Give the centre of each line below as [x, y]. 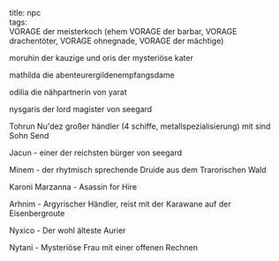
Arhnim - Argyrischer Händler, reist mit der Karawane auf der [120, 204]
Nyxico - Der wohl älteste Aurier [68, 230]
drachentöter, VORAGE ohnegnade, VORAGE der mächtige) [117, 41]
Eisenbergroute [37, 213]
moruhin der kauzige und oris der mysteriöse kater [102, 58]
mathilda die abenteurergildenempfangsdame [92, 75]
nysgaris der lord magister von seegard [81, 109]
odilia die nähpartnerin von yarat [68, 92]
